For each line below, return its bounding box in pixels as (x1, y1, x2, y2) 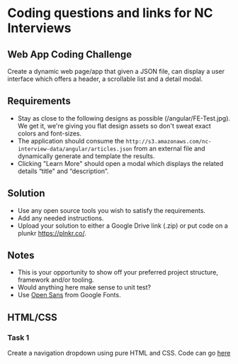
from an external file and (133, 144, 205, 153)
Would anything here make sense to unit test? (17, 283, 151, 292)
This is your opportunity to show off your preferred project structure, (17, 268, 218, 277)
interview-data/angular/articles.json (17, 145, 132, 153)
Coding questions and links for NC (7, 5, 214, 21)
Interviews (7, 20, 72, 36)
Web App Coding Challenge (7, 48, 132, 60)
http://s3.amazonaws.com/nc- (125, 138, 212, 145)
